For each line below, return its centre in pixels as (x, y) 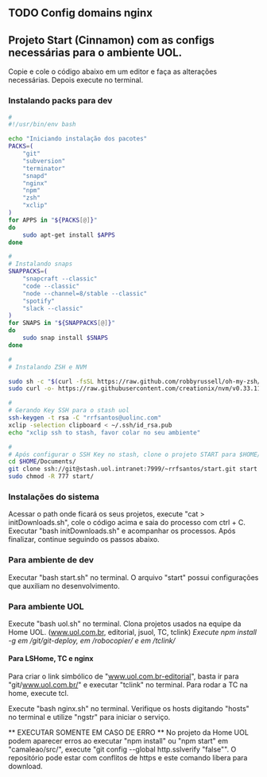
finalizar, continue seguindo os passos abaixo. (84, 539)
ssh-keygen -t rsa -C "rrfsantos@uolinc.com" (85, 418)
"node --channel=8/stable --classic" (85, 293)
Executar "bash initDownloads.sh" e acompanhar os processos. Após (122, 531)
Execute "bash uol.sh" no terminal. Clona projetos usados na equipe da (125, 624)
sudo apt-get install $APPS (69, 235)
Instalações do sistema (54, 497)
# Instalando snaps (41, 264)
